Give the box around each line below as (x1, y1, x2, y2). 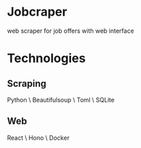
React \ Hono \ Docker (7, 134, 70, 142)
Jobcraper (7, 4, 67, 20)
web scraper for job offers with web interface (7, 27, 134, 35)
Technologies (7, 50, 87, 66)
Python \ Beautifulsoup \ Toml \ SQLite (7, 95, 114, 104)
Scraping (7, 78, 46, 89)
